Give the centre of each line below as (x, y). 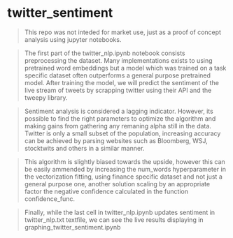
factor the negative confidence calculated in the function (106, 191)
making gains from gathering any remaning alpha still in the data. (118, 126)
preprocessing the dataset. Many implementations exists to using (118, 60)
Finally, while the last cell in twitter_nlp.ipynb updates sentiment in (120, 212)
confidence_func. (50, 199)
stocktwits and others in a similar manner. (84, 148)
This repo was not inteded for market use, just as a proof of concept (123, 32)
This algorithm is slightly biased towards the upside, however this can (125, 161)
